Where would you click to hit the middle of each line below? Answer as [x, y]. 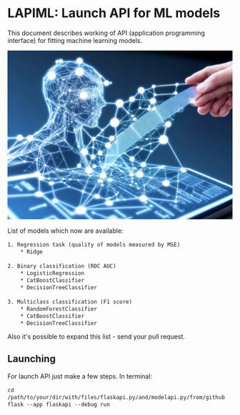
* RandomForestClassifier [59, 309]
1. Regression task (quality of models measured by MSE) [94, 244]
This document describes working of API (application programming [106, 33]
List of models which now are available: [65, 231]
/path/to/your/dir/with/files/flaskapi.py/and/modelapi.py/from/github [116, 397]
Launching [31, 359]
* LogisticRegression [52, 273]
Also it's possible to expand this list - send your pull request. [96, 336]
